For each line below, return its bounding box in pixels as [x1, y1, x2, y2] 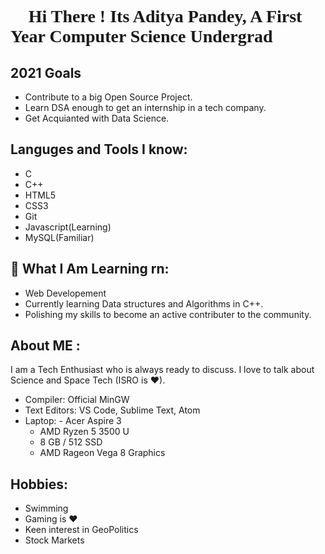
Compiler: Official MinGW [24, 394, 130, 406]
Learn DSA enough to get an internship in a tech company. [24, 102, 267, 113]
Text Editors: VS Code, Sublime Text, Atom [24, 404, 201, 416]
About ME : [10, 337, 81, 355]
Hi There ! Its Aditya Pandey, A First [28, 6, 303, 27]
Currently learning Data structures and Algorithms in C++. [24, 297, 264, 310]
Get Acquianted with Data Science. [24, 112, 170, 124]
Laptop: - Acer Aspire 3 [24, 415, 122, 427]
